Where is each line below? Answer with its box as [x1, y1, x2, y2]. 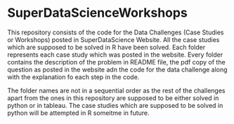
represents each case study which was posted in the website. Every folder [7, 50, 223, 59]
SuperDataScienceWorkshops [7, 5, 188, 21]
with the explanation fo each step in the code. [7, 72, 140, 81]
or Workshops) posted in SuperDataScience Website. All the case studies [7, 35, 220, 43]
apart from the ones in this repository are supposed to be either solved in [7, 93, 219, 102]
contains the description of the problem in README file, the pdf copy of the [7, 57, 226, 66]
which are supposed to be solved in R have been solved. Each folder [7, 43, 206, 51]
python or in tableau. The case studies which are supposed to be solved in [7, 101, 223, 109]
